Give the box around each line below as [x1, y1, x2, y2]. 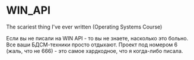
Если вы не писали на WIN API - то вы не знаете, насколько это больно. [6, 34, 189, 42]
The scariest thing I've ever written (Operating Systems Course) [6, 23, 163, 30]
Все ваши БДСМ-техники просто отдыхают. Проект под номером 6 [6, 41, 178, 48]
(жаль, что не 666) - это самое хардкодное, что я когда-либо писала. [6, 47, 183, 54]
